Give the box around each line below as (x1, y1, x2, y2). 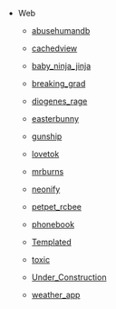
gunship (31, 131, 63, 142)
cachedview (31, 43, 78, 54)
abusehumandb (31, 25, 91, 35)
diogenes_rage (31, 95, 88, 106)
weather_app (31, 290, 81, 300)
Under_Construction (31, 272, 107, 283)
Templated (31, 236, 72, 247)
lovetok (31, 149, 60, 159)
